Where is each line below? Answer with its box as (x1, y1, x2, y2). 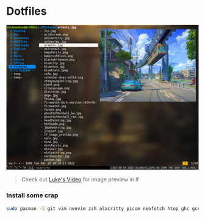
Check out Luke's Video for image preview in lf (21, 176, 139, 183)
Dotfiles (6, 4, 47, 18)
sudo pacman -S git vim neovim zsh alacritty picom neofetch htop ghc (6, 206, 190, 212)
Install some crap (6, 191, 59, 200)
